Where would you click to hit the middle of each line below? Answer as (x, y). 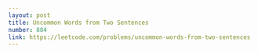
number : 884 (27, 30)
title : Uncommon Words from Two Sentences (78, 23)
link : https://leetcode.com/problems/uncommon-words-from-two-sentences (129, 37)
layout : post (29, 15)
